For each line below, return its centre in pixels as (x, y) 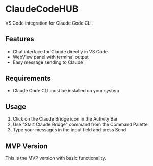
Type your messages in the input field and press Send (69, 130)
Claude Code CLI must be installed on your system (66, 90)
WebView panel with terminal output (51, 57)
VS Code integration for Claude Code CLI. (49, 23)
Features (20, 39)
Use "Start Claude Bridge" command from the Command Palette (80, 124)
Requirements (28, 78)
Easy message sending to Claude (48, 62)
